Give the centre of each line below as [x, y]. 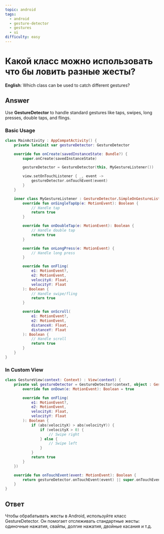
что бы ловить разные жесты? [70, 72]
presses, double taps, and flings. [38, 118]
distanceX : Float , [50, 325]
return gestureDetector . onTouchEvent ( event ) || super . [80, 480]
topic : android [20, 10]
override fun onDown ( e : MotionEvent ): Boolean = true [78, 389]
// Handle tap [45, 208]
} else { [49, 439]
